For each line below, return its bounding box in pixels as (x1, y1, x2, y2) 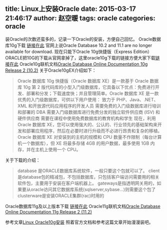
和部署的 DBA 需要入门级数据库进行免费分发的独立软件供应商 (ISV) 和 (17, 109, 160, 115)
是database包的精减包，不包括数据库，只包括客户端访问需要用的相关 (17, 174, 159, 180)
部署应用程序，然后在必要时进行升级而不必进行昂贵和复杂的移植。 (26, 128, 162, 134)
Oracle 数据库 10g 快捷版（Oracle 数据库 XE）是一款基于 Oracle (17, 78, 149, 84)
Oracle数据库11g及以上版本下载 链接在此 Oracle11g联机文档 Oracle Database (5, 203, 161, 209)
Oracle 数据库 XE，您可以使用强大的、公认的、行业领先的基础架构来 (17, 121, 158, 127)
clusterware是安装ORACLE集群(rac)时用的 (17, 193, 104, 199)
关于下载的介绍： (5, 157, 40, 163)
